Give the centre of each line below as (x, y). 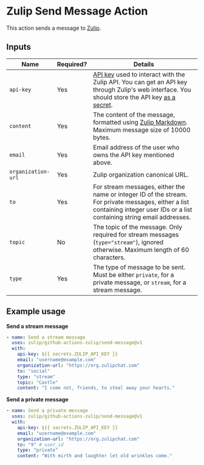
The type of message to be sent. (139, 267)
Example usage (36, 312)
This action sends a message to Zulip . (54, 28)
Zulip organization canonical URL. (141, 174)
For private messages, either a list (141, 202)
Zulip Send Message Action (77, 11)
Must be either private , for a (134, 274)
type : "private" (38, 450)
